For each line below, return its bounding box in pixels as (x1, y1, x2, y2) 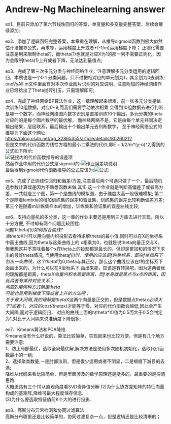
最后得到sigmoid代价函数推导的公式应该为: (5, 167, 95, 173)
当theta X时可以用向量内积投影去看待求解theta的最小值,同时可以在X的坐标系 (5, 233, 163, 239)
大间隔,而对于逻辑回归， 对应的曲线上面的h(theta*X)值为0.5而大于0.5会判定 (5, 309, 163, 315)
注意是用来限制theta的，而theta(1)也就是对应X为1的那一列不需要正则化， (5, 51, 157, 57)
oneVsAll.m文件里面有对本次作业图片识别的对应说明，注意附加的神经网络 (5, 80, 158, 87)
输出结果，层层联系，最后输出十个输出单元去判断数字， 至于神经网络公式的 (5, 123, 162, 129)
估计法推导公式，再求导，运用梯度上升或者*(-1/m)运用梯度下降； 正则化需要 (5, 44, 164, 50)
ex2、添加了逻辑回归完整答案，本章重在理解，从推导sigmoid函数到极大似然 (5, 38, 163, 44)
